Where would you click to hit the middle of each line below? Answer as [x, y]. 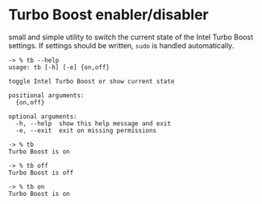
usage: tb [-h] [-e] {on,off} [59, 67]
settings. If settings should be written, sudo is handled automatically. [121, 45]
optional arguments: [43, 116]
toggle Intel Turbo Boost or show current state [91, 81]
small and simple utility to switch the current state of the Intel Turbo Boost [131, 37]
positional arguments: [46, 95]
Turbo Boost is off [41, 173]
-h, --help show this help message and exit [94, 123]
